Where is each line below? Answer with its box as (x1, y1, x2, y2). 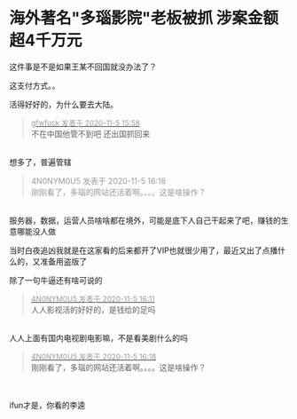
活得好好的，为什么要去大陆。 (9, 99, 118, 109)
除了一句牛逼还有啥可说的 (9, 274, 103, 285)
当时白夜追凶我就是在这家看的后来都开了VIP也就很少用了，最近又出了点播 (9, 245, 278, 256)
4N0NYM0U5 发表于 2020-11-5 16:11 (30, 294, 155, 304)
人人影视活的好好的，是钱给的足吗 (30, 304, 156, 315)
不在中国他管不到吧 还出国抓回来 (30, 128, 151, 138)
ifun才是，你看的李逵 (9, 399, 86, 410)
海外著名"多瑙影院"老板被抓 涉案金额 (9, 8, 279, 28)
